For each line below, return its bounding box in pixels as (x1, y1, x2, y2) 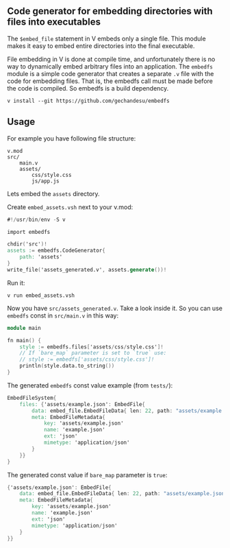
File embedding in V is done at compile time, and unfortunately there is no (7, 55, 216, 63)
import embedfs (7, 228, 51, 235)
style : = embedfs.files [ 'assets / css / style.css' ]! (19, 343, 164, 350)
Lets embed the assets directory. (7, 189, 101, 198)
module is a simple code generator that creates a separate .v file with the (7, 69, 214, 78)
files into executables (7, 16, 101, 28)
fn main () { (7, 337, 41, 344)
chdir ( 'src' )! (7, 241, 48, 248)
